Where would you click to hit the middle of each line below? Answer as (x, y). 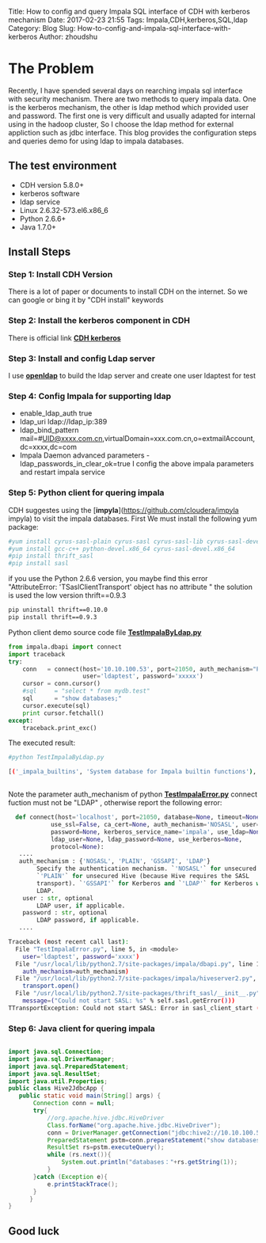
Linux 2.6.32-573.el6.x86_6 (64, 210)
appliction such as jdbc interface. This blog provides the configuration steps (133, 132)
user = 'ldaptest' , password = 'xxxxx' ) (143, 676)
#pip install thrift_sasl (51, 556)
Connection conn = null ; (74, 1104)
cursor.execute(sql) (56, 705)
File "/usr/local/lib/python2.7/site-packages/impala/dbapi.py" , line (134, 964)
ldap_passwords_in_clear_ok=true (75, 464)
